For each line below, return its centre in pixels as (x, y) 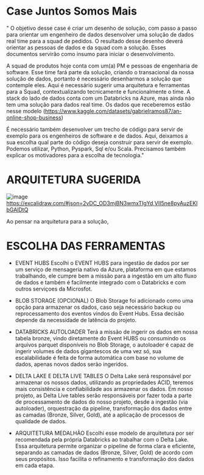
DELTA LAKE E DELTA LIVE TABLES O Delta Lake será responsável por (103, 376)
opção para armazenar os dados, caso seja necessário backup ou (98, 307)
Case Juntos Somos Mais (72, 11)
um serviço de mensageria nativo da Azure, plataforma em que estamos (106, 269)
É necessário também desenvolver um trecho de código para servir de (95, 129)
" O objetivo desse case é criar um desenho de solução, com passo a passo (102, 28)
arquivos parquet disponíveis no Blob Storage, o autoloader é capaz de (104, 345)
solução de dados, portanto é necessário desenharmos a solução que (94, 79)
